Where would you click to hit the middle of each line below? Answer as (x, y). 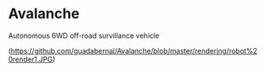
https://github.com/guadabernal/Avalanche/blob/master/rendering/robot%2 (134, 50)
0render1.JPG (30, 59)
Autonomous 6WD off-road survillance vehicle (84, 35)
